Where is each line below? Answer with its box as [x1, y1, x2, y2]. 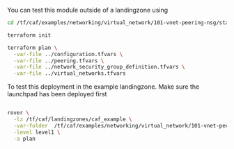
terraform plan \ [7, 44, 58, 51]
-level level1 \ [13, 128, 61, 136]
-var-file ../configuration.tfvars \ [13, 51, 123, 58]
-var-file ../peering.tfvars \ [13, 57, 104, 64]
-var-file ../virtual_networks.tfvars [13, 70, 127, 77]
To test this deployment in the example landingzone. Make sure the [7, 82, 200, 91]
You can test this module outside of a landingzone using [7, 6, 169, 14]
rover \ [7, 109, 30, 116]
